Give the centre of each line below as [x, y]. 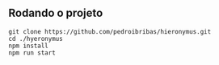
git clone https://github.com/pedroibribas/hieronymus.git [110, 31]
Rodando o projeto [56, 13]
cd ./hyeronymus [36, 39]
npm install [28, 46]
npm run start [32, 53]
